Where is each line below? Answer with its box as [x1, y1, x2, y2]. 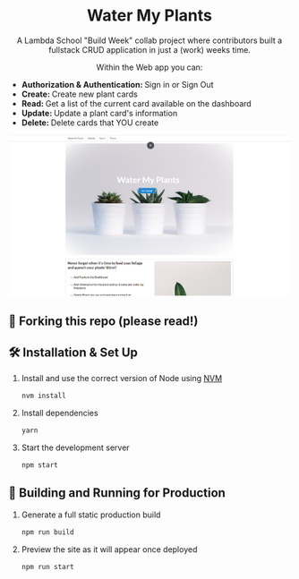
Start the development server [21, 442, 131, 453]
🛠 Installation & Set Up [8, 345, 138, 360]
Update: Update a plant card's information [21, 107, 178, 118]
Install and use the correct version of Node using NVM [21, 373, 223, 384]
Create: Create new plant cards [21, 89, 138, 99]
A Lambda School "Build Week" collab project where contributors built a [16, 35, 283, 46]
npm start [21, 461, 59, 470]
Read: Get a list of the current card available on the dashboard [21, 98, 252, 108]
